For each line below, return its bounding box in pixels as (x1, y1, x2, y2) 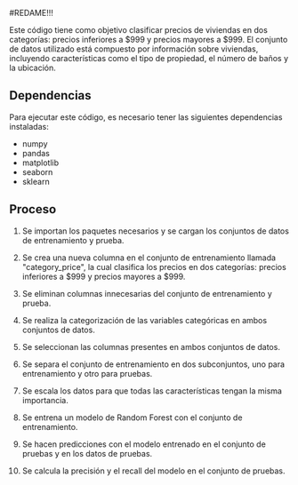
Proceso (9, 202, 57, 217)
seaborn (21, 166, 53, 177)
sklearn (21, 176, 51, 187)
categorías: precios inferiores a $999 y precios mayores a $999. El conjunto (9, 35, 288, 44)
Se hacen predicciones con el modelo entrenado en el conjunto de (21, 439, 267, 449)
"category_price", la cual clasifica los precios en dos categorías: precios (21, 261, 286, 272)
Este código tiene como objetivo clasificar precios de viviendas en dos (9, 25, 269, 35)
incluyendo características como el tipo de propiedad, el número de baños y (9, 53, 289, 63)
